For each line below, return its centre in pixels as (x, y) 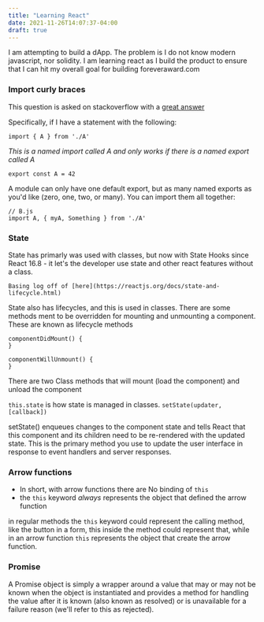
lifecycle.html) (35, 293)
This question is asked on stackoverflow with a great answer (106, 106)
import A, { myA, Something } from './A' (77, 218)
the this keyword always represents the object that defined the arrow (133, 498)
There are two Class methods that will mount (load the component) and (124, 381)
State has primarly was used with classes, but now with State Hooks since (129, 255)
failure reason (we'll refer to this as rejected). (81, 609)
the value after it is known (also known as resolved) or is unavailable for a (127, 601)
